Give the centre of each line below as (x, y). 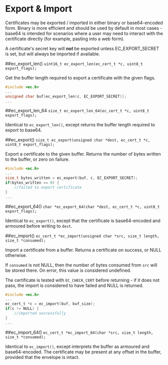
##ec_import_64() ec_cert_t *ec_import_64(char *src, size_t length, (79, 332)
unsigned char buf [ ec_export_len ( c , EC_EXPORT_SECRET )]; (66, 96)
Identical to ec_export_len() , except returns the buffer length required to (80, 125)
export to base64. (24, 130)
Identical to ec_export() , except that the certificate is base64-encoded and (83, 221)
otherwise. (16, 255)
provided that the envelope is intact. (42, 357)
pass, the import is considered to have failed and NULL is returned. (74, 285)
